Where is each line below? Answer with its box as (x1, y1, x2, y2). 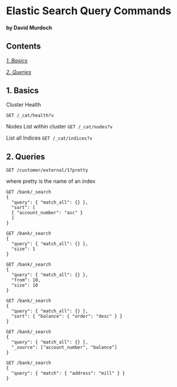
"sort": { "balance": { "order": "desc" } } (11, 314, 123, 320)
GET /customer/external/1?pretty (6, 167, 88, 173)
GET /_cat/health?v (6, 112, 54, 119)
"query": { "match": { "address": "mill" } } (11, 370, 126, 376)
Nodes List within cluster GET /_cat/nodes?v (6, 123, 113, 130)
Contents (6, 41, 41, 51)
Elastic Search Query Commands (6, 4, 172, 18)
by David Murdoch (6, 24, 53, 31)
